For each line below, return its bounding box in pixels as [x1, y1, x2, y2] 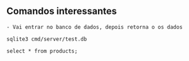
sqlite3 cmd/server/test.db [6, 36, 88, 42]
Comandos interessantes [6, 5, 117, 17]
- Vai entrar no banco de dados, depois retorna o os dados [6, 23, 183, 30]
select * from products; [6, 47, 78, 54]
